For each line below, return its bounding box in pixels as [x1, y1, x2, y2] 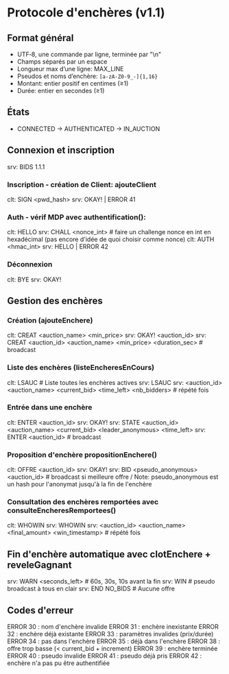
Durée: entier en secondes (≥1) [16, 87, 105, 95]
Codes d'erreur [7, 604, 74, 616]
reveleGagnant [7, 559, 72, 571]
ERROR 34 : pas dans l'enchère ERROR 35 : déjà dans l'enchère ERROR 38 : [7, 637, 221, 645]
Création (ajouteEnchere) [7, 315, 93, 325]
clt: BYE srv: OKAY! [7, 275, 62, 284]
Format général [7, 32, 74, 44]
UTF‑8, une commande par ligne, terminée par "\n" [16, 50, 162, 58]
